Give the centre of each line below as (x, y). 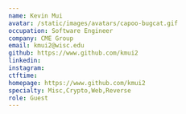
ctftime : (23, 75)
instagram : (27, 68)
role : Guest (28, 98)
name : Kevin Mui (35, 16)
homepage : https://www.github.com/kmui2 (77, 83)
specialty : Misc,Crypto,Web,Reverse (70, 90)
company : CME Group (41, 38)
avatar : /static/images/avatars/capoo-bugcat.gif (93, 23)
